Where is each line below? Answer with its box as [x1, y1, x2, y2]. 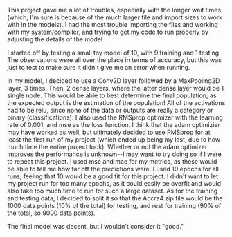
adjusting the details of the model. [7, 35, 105, 44]
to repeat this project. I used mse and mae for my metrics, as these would [7, 158, 217, 165]
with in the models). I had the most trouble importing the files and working [7, 21, 218, 28]
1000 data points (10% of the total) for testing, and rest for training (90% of [7, 202, 222, 209]
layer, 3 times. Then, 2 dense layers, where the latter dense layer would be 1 [7, 84, 224, 92]
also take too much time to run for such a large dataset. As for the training [7, 187, 218, 195]
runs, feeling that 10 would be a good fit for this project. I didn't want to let [7, 172, 219, 180]
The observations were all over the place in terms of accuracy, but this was [7, 56, 222, 64]
